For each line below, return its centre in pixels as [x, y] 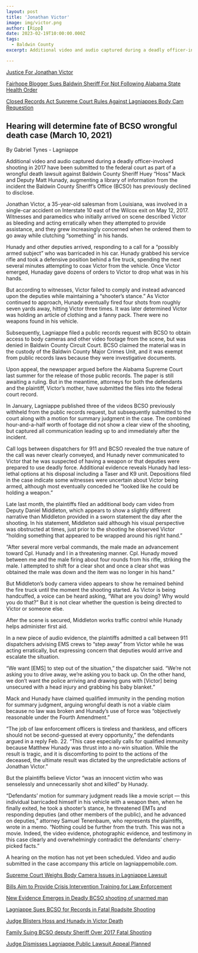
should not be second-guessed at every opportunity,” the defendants [90, 735]
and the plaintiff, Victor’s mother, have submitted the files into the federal [94, 388]
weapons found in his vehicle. [42, 321]
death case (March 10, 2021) [59, 136]
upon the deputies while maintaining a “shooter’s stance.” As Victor [88, 296]
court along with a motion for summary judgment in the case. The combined [98, 418]
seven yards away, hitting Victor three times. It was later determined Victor [97, 309]
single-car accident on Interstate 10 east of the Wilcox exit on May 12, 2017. [98, 210]
